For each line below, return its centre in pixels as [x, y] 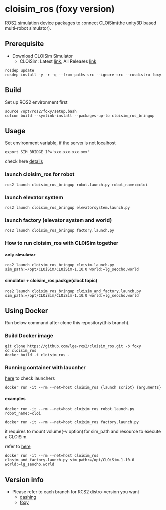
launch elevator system [34, 197]
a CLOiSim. [17, 437]
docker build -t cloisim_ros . [38, 355]
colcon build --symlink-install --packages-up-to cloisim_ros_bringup [80, 116]
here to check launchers [30, 378]
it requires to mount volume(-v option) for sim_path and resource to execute [83, 431]
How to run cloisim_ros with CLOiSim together [62, 243]
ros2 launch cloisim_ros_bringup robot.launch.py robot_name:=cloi [77, 185]
